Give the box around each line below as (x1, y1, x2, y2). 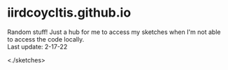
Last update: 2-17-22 (7, 42, 68, 51)
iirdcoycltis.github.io (7, 5, 131, 21)
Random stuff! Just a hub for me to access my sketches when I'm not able (7, 28, 221, 36)
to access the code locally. (7, 35, 85, 43)
